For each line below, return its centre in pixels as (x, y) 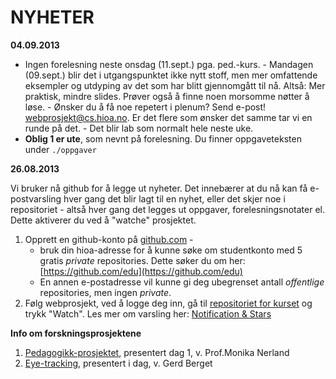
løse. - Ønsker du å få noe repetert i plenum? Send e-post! (145, 107)
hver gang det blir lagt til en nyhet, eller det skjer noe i (174, 198)
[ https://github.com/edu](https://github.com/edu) (141, 271)
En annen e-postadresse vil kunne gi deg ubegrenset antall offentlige (182, 282)
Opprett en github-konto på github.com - (109, 239)
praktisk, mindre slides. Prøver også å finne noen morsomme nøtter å (167, 96)
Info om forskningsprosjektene (76, 333)
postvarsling (36, 198)
